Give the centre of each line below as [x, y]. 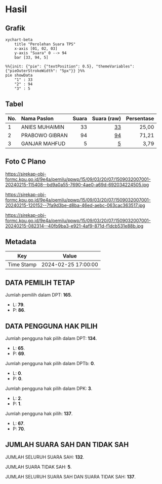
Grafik [15, 28]
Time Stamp [22, 265]
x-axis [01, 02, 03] [36, 49]
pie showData [19, 75]
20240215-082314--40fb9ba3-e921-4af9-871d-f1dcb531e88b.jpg [74, 226]
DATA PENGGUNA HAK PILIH [51, 326]
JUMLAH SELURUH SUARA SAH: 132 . [45, 457]
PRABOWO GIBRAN [44, 135]
